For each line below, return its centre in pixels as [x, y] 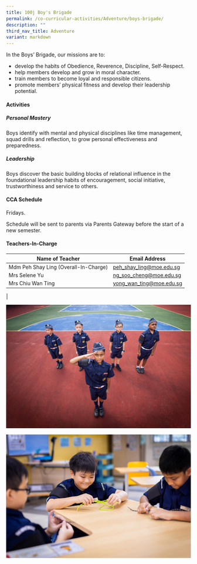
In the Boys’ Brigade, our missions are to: [56, 55]
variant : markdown [28, 37]
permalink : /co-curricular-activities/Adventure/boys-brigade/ [85, 19]
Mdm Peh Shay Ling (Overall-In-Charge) [58, 267]
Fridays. [16, 212]
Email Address [147, 258]
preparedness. [24, 145]
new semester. [24, 230]
